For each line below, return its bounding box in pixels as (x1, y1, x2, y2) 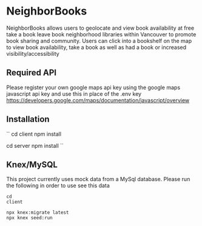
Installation (6, 114, 50, 125)
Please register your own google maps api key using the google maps (6, 84, 181, 91)
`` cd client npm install (6, 130, 62, 138)
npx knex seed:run (6, 215, 53, 221)
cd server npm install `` (6, 142, 64, 149)
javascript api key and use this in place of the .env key (6, 90, 141, 98)
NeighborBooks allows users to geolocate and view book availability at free (6, 24, 195, 32)
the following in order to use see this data (6, 182, 110, 189)
